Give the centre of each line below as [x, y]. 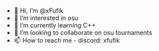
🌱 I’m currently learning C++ [55, 25]
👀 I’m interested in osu [46, 18]
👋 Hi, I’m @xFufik [39, 11]
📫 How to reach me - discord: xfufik [67, 40]
